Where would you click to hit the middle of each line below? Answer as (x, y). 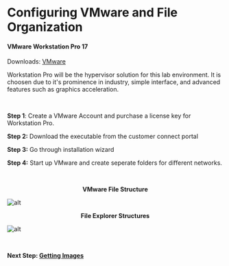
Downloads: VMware (37, 62)
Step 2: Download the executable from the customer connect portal (103, 136)
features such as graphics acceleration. (63, 90)
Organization (45, 27)
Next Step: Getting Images (46, 256)
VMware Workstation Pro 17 (48, 46)
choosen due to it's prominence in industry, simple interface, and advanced (114, 82)
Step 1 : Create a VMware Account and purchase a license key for (99, 116)
